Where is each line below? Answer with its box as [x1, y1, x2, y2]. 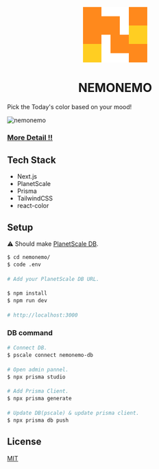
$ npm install [7, 290, 48, 297]
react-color [16, 202, 49, 210]
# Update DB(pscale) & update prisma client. [7, 410, 139, 417]
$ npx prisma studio [7, 374, 66, 380]
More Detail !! [7, 133, 53, 143]
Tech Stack [7, 154, 56, 165]
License [7, 436, 42, 448]
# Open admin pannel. [7, 366, 69, 373]
